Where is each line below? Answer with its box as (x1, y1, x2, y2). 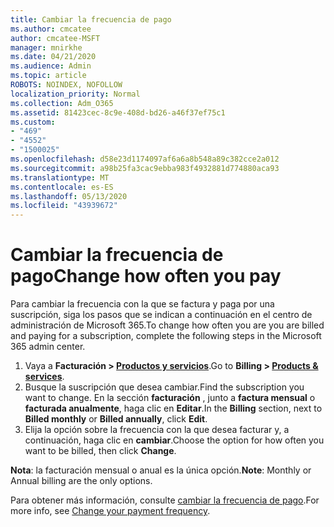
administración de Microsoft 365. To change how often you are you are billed (10, 319, 325, 331)
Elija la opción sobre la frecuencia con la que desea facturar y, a (24, 424, 290, 436)
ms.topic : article (10, 71, 87, 81)
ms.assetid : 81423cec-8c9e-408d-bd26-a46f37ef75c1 (10, 107, 226, 118)
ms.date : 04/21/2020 (10, 52, 97, 62)
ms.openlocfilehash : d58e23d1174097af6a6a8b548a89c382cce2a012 (10, 154, 280, 164)
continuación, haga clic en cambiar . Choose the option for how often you (24, 434, 325, 446)
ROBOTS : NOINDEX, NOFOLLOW (10, 80, 123, 90)
